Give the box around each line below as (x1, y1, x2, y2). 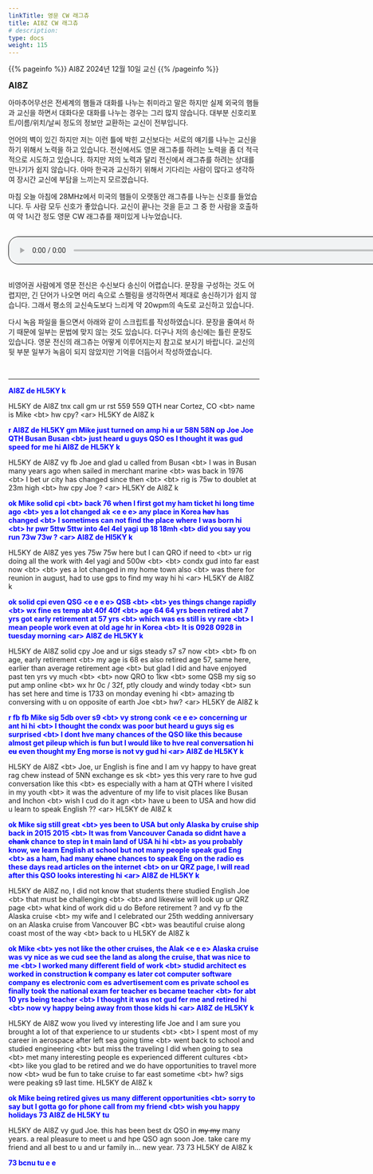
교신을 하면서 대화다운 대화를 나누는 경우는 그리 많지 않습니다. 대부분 (16, 108, 230, 118)
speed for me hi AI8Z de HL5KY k (8, 442, 121, 452)
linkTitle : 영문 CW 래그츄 (8, 11, 90, 20)
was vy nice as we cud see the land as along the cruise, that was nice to (8, 952, 251, 962)
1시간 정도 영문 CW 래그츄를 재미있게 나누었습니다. (25, 212, 183, 222)
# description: (8, 26, 59, 34)
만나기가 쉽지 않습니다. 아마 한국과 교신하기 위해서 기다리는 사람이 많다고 (8, 165, 234, 175)
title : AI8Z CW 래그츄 (8, 19, 79, 27)
